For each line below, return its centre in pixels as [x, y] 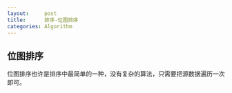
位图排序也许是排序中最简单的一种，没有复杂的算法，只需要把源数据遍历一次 [116, 74]
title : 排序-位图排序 [43, 20]
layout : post [32, 13]
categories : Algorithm [40, 26]
